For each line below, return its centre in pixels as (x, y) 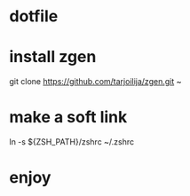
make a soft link (68, 118)
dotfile (34, 16)
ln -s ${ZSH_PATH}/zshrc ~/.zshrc (72, 142)
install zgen (53, 57)
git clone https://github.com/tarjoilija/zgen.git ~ (95, 82)
